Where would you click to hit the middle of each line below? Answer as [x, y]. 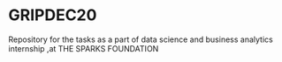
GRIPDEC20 [53, 15]
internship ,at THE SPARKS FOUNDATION [84, 48]
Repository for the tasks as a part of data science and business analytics [141, 39]
